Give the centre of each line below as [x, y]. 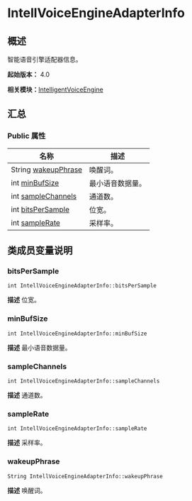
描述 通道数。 [27, 395]
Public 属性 [27, 136]
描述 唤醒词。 [27, 490]
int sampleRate [35, 223]
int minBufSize [35, 182]
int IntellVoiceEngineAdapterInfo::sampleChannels [84, 381]
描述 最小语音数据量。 [39, 347]
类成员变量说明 [40, 251]
